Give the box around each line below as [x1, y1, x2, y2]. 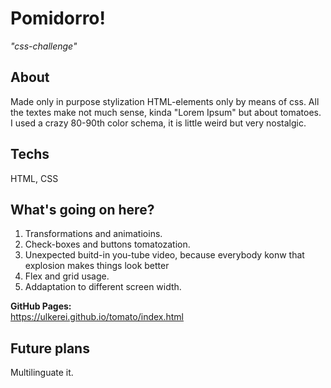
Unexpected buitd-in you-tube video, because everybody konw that [24, 249, 305, 261]
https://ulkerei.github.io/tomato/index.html [10, 311, 185, 323]
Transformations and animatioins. [24, 228, 163, 240]
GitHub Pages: [10, 300, 72, 312]
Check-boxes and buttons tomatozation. [24, 238, 191, 251]
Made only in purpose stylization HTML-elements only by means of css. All [10, 95, 320, 107]
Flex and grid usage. [24, 270, 110, 282]
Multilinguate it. [10, 367, 74, 379]
